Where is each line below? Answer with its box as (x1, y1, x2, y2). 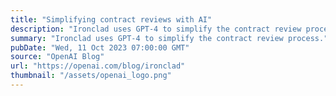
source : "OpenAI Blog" (10, 52, 105, 62)
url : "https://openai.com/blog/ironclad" (10, 61, 186, 71)
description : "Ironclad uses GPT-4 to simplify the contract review (10, 24, 302, 34)
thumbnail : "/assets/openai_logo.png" (10, 71, 172, 81)
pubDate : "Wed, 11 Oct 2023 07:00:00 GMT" (10, 42, 190, 53)
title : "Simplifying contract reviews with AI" (10, 14, 213, 25)
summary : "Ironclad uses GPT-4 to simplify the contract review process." (10, 33, 329, 43)
